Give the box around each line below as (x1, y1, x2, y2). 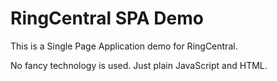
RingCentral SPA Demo (10, 7, 204, 30)
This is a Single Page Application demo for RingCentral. (10, 40, 238, 52)
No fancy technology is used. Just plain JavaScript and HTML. (10, 59, 268, 71)
